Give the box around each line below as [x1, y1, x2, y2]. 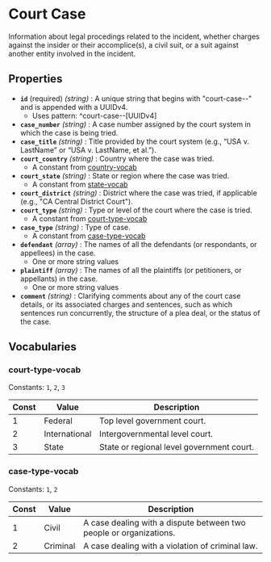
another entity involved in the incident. [8, 48, 136, 58]
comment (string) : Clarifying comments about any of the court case [19, 291, 241, 300]
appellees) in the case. [19, 248, 96, 258]
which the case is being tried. [19, 128, 119, 137]
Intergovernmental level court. [99, 429, 214, 440]
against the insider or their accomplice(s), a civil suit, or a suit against [8, 40, 240, 49]
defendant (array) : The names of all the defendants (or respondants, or [19, 239, 257, 249]
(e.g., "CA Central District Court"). [19, 196, 133, 206]
